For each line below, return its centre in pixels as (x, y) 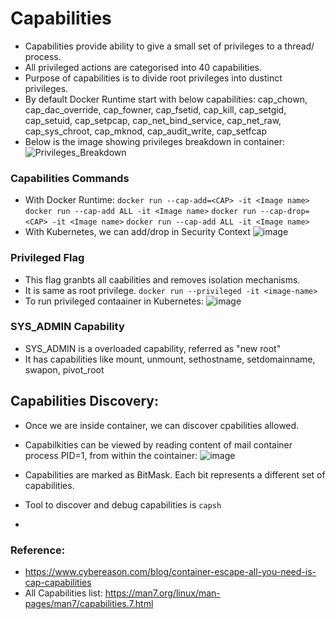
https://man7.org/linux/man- (162, 593)
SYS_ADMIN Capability (67, 327)
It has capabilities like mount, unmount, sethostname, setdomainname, (170, 359)
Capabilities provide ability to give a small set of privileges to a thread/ (169, 46)
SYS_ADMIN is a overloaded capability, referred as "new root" (153, 348)
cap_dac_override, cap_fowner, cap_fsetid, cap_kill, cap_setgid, (155, 109)
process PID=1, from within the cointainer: (111, 455)
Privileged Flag (47, 258)
